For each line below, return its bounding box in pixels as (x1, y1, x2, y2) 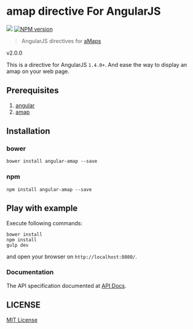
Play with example (6, 203, 78, 214)
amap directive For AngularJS (6, 4, 161, 18)
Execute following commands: (6, 219, 83, 226)
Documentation (6, 268, 54, 277)
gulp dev (6, 242, 29, 248)
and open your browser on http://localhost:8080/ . (6, 253, 137, 260)
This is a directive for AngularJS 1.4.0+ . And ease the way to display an (6, 61, 187, 68)
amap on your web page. (6, 68, 69, 75)
